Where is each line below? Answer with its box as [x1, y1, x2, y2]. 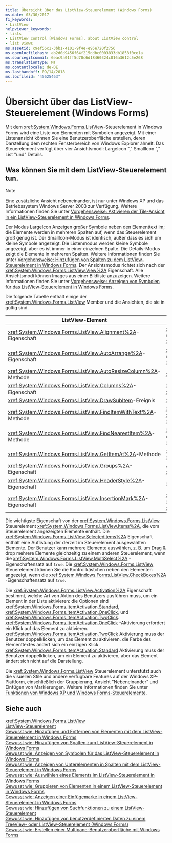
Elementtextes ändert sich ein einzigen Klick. [5, 641, 100, 647]
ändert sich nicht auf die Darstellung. [5, 658, 83, 664]
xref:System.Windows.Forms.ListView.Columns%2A [8, 382, 133, 389]
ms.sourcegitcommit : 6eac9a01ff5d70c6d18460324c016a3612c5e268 [5, 55, 143, 60]
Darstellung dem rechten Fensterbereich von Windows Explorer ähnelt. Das [5, 140, 164, 146]
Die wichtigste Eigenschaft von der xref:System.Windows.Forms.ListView [5, 517, 160, 524]
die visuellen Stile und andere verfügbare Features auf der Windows [5, 673, 149, 679]
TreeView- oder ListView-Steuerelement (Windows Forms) [5, 821, 129, 827]
